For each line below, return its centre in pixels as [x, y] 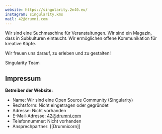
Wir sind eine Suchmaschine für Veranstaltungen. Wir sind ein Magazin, [79, 33]
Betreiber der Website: [29, 90]
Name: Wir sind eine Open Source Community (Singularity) [73, 100]
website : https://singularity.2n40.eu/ [46, 10]
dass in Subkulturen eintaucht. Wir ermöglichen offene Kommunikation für [81, 38]
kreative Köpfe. [21, 44]
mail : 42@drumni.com [27, 19]
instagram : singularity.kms [34, 14]
